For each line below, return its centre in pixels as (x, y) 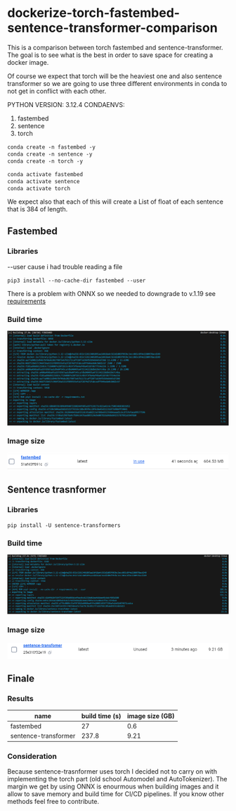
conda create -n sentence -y (50, 154)
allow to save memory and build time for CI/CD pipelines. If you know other (116, 794)
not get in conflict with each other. (57, 91)
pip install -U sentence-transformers (64, 525)
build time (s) (101, 716)
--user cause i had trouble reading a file (65, 266)
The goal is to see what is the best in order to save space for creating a (110, 55)
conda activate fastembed (45, 174)
